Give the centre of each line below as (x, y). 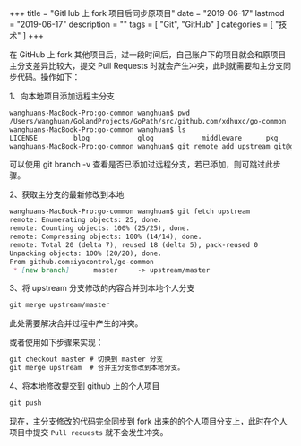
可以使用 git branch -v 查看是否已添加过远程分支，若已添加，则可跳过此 (141, 165)
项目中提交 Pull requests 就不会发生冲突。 (89, 432)
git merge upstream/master (60, 305)
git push (26, 403)
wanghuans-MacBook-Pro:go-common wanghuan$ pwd (100, 113)
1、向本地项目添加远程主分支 (62, 96)
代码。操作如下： (48, 77)
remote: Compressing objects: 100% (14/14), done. (106, 236)
